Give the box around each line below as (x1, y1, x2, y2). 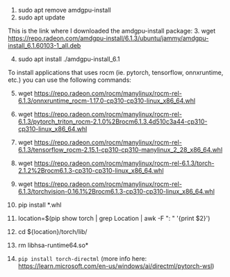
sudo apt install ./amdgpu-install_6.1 (17, 55, 120, 63)
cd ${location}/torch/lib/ (17, 228, 88, 235)
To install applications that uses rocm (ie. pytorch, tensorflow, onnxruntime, (8, 69, 224, 76)
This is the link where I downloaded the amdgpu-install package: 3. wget (8, 27, 216, 35)
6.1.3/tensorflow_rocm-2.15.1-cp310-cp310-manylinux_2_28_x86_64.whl (17, 146, 223, 153)
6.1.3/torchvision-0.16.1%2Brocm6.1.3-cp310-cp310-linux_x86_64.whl (17, 187, 215, 195)
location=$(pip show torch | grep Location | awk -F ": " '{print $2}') (17, 215, 211, 222)
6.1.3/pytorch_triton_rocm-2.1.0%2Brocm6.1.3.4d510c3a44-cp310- (17, 117, 208, 126)
